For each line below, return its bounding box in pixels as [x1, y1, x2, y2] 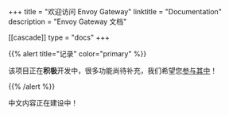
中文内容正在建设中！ [8, 98, 78, 107]
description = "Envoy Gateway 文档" [8, 17, 127, 26]
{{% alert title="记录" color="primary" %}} [8, 49, 147, 58]
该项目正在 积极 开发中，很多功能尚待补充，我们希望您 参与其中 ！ [8, 66, 217, 75]
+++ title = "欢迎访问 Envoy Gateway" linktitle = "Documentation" [8, 7, 223, 16]
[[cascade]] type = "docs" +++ [8, 33, 110, 42]
